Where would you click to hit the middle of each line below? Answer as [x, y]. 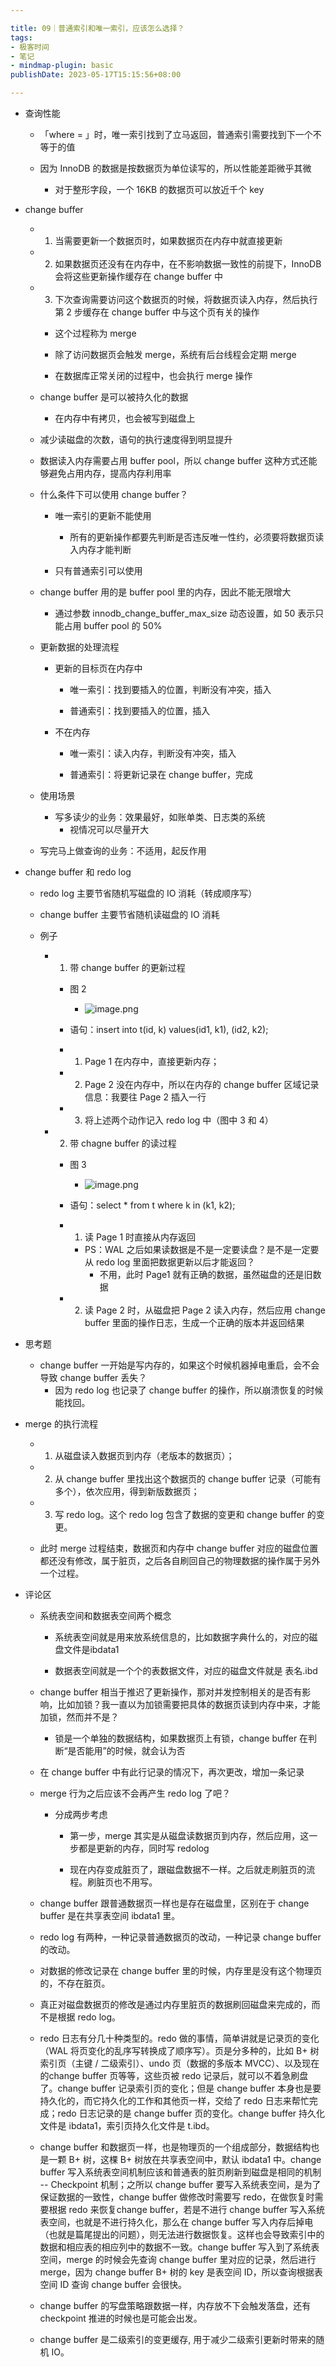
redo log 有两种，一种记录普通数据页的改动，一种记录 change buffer [180, 1937]
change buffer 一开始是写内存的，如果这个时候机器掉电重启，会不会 [179, 1365]
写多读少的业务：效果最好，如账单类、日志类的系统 [160, 817]
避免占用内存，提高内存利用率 [110, 473]
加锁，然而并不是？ [79, 1717]
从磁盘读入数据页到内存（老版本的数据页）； [144, 1455]
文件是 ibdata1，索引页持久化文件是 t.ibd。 [127, 2125]
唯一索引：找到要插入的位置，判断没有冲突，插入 [170, 689]
